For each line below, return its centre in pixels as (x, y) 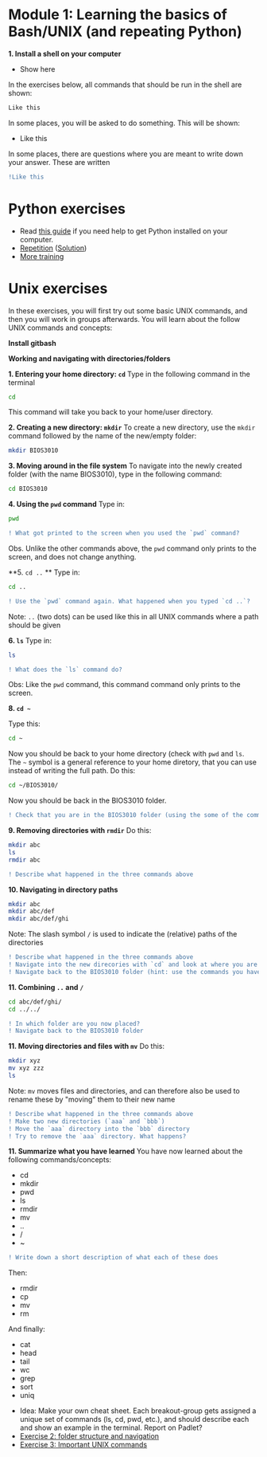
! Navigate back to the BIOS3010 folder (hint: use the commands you (126, 972)
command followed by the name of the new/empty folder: (103, 436)
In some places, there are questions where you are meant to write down (126, 154)
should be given (35, 625)
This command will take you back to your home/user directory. (110, 412)
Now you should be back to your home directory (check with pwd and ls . (126, 754)
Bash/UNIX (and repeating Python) (125, 31)
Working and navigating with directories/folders (89, 358)
